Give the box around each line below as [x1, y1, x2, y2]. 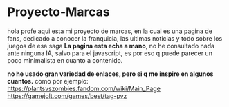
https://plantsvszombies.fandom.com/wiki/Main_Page [7, 84, 161, 93]
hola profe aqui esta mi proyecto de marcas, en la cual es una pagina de [7, 27, 213, 35]
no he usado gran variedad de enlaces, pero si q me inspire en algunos [7, 70, 214, 78]
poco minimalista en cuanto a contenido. [7, 56, 123, 64]
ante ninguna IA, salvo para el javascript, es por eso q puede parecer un [7, 49, 213, 57]
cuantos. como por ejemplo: [7, 77, 89, 85]
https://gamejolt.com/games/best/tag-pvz [7, 91, 127, 100]
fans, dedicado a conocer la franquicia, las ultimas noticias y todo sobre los [7, 34, 223, 42]
